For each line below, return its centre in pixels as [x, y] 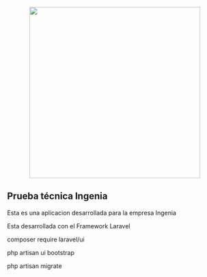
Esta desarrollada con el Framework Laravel [69, 226]
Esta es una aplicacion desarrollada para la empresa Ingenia [92, 213]
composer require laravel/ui [46, 239]
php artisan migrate [35, 266]
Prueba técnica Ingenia [57, 196]
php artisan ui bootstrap [41, 252]
